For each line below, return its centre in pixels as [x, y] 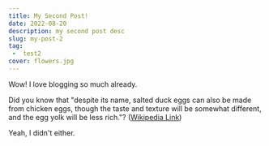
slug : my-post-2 [36, 39]
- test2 [27, 54]
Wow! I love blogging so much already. [73, 84]
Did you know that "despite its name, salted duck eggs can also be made [130, 100]
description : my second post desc [67, 31]
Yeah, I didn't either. [42, 133]
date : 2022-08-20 [38, 24]
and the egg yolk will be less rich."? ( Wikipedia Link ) [95, 117]
